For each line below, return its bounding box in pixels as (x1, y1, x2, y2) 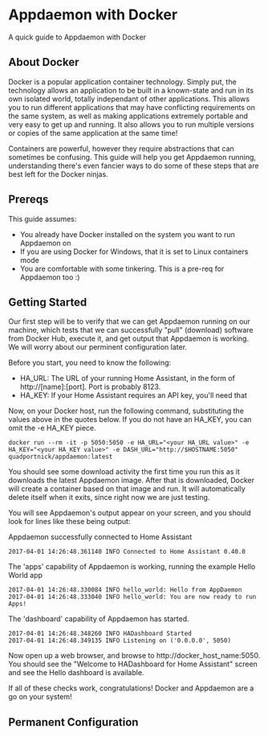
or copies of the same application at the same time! (8, 128, 178, 137)
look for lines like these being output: (8, 517, 131, 526)
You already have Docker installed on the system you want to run (19, 229, 235, 239)
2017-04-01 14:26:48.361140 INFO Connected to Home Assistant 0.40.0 (8, 548, 246, 556)
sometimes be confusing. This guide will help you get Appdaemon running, (8, 152, 257, 162)
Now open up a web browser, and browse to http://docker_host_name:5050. (8, 651, 261, 661)
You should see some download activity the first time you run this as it (8, 467, 241, 477)
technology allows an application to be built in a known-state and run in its (8, 85, 254, 95)
